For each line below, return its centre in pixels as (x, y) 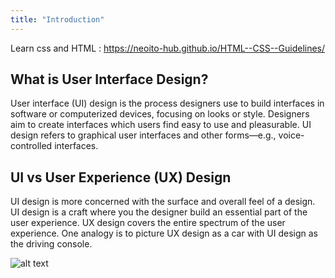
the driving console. (51, 244)
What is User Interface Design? (109, 79)
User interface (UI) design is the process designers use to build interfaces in (167, 103)
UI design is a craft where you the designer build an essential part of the (159, 212)
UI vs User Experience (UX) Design (121, 177)
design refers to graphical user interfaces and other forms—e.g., (143, 135)
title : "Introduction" (57, 19)
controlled (31, 146)
